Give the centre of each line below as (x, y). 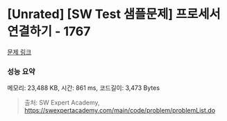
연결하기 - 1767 (49, 31)
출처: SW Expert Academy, (62, 103)
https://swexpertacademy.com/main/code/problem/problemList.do (120, 111)
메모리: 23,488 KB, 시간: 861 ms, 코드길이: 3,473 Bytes (84, 88)
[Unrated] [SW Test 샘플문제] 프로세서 (114, 14)
